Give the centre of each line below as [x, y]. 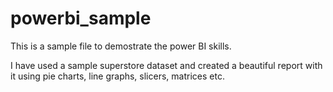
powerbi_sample [81, 18]
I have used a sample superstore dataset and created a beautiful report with [166, 65]
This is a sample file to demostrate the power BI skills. [121, 46]
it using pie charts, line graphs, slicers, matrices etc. [117, 76]
